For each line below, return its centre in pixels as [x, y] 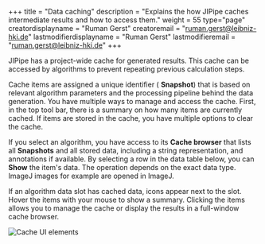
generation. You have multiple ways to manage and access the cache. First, [132, 101]
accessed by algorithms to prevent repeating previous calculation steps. [127, 69]
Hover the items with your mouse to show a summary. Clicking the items [127, 199]
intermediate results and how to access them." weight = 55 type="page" [127, 20]
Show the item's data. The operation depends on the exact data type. [122, 167]
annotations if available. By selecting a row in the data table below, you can [131, 159]
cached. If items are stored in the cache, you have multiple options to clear [131, 118]
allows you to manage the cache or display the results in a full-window [124, 208]
